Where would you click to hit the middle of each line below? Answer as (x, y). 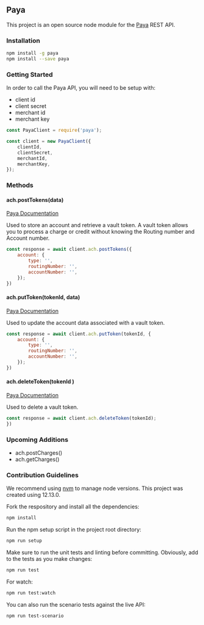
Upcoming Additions (37, 439)
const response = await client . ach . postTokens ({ (69, 250)
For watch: (20, 582)
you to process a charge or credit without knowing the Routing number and (100, 232)
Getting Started (30, 74)
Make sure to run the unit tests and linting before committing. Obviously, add (102, 552)
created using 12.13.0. (33, 495)
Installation (23, 40)
